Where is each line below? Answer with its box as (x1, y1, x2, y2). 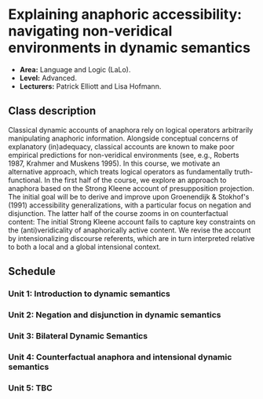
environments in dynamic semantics (8, 39, 251, 57)
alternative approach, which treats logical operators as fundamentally (8, 167, 233, 176)
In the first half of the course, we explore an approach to (44, 175, 227, 185)
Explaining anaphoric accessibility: (8, 5, 242, 24)
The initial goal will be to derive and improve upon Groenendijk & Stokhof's (8, 192, 250, 201)
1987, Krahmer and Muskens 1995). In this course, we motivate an (8, 159, 221, 168)
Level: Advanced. (19, 73, 77, 82)
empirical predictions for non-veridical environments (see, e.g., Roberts (8, 150, 239, 159)
